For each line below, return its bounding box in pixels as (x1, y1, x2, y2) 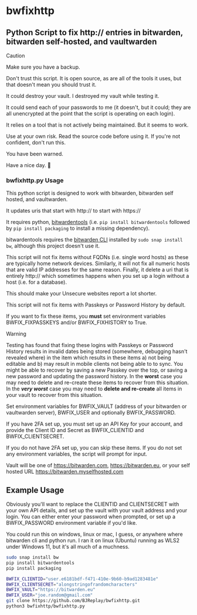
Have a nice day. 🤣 (6, 162, 51, 168)
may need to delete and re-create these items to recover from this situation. (6, 379, 189, 386)
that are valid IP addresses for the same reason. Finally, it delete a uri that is (6, 266, 189, 273)
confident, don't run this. (6, 139, 66, 146)
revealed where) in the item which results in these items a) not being (6, 354, 171, 361)
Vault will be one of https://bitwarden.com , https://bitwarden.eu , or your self (6, 462, 191, 469)
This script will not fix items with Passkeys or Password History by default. (6, 301, 186, 308)
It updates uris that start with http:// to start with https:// (6, 207, 141, 215)
